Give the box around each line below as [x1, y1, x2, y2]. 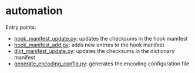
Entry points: [5, 24, 36, 31]
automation [5, 4, 63, 18]
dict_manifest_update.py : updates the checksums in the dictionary [14, 47, 175, 54]
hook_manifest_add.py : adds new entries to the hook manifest [14, 41, 164, 48]
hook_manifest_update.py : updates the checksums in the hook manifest [14, 35, 189, 42]
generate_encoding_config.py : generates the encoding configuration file [14, 60, 189, 67]
